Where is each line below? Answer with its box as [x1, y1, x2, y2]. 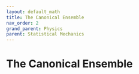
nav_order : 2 [6, 20, 39, 26]
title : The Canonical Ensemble [6, 14, 84, 20]
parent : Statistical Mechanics [6, 31, 84, 37]
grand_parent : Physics [6, 25, 63, 32]
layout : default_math [6, 8, 61, 15]
